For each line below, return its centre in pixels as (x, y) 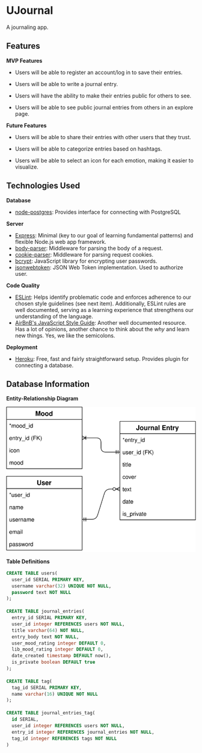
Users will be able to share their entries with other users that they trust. (103, 137)
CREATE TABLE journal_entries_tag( (51, 713)
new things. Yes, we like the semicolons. (65, 336)
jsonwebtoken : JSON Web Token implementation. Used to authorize (99, 267)
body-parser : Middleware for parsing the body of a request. (89, 248)
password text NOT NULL (41, 592)
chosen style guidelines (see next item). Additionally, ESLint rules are (100, 303)
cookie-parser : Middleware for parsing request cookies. (84, 254)
